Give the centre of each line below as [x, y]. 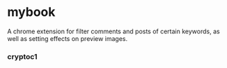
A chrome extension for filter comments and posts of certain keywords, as [114, 31]
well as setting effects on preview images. [68, 38]
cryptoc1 [22, 56]
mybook [31, 12]
